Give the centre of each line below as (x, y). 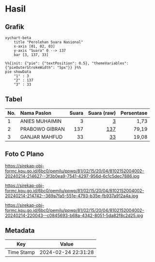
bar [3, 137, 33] (31, 55)
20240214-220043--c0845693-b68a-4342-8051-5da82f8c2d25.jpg (74, 215)
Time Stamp (21, 252)
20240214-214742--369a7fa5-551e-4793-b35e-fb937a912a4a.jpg (71, 196)
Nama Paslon (36, 113)
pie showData (18, 72)
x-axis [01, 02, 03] (34, 46)
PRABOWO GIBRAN (42, 129)
